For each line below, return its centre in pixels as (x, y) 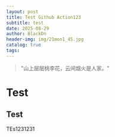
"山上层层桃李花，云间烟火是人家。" (65, 68)
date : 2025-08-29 (28, 28)
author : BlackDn (26, 34)
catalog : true (24, 45)
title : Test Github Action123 (44, 17)
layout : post (22, 12)
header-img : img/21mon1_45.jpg (45, 39)
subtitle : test (25, 23)
